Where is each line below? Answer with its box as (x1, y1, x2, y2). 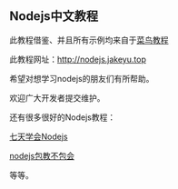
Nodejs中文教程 (9, 8, 99, 25)
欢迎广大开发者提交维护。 (9, 92, 105, 103)
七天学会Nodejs (9, 131, 68, 142)
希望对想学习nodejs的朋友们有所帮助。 (9, 73, 154, 84)
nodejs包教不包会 (9, 150, 75, 161)
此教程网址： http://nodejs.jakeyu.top (9, 54, 147, 65)
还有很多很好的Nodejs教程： (9, 112, 116, 123)
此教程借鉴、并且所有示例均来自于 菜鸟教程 (9, 35, 169, 45)
